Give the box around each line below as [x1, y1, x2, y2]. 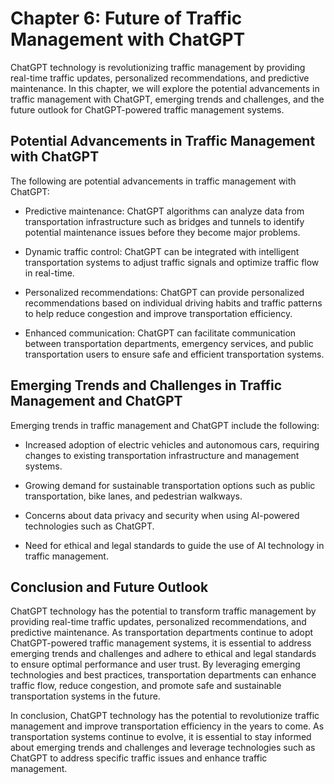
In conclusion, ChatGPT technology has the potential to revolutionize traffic [10, 710, 320, 722]
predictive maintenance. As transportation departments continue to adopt [10, 627, 314, 639]
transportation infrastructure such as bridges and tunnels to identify [24, 215, 305, 227]
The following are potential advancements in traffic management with [10, 175, 297, 187]
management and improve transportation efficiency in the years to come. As [10, 720, 325, 732]
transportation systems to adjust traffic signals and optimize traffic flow [24, 256, 320, 268]
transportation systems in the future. [10, 690, 161, 702]
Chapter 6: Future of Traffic [10, 7, 243, 30]
